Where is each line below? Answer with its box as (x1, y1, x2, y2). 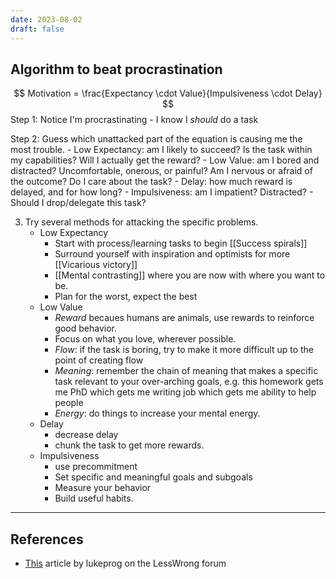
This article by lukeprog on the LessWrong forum (24, 557, 227, 570)
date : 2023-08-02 (10, 14, 83, 25)
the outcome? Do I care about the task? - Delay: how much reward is (10, 176, 293, 188)
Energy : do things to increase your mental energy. (54, 407, 261, 420)
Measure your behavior (54, 482, 152, 494)
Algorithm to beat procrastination (10, 61, 223, 78)
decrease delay (54, 429, 119, 441)
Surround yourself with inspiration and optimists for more (54, 248, 291, 260)
